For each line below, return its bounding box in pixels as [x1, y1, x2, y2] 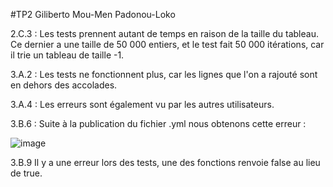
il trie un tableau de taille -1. [10, 49, 125, 61]
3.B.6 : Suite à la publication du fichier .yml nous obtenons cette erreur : [10, 118, 307, 129]
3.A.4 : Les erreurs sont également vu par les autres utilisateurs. [10, 99, 275, 110]
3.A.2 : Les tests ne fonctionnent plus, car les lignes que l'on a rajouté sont [10, 69, 318, 80]
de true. [10, 167, 43, 179]
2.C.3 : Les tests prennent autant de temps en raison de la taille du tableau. [10, 28, 319, 39]
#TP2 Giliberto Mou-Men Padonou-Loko [10, 9, 176, 20]
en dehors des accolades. [10, 79, 118, 91]
